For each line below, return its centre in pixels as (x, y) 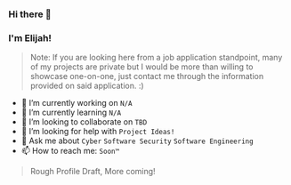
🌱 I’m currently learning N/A (71, 113)
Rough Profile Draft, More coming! (93, 172)
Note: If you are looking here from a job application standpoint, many (156, 58)
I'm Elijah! (30, 37)
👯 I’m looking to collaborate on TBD (84, 122)
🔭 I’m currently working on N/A (77, 103)
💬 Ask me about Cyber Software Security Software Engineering (137, 141)
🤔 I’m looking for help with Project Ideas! (98, 132)
